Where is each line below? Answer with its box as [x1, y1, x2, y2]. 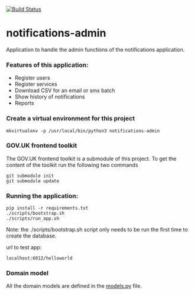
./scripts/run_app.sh [6, 215, 60, 222]
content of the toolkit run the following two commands [6, 161, 138, 169]
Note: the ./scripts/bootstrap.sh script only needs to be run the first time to [6, 226, 188, 233]
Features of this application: [6, 61, 89, 69]
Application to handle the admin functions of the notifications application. [6, 46, 185, 53]
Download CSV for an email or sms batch [14, 87, 115, 94]
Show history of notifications [14, 93, 85, 100]
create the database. [6, 232, 57, 240]
